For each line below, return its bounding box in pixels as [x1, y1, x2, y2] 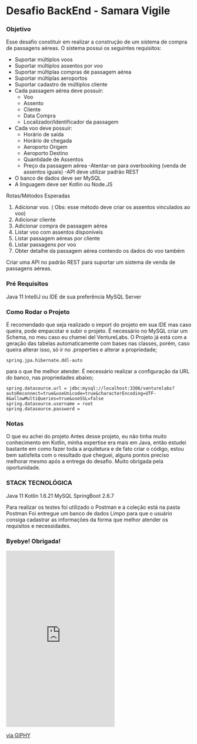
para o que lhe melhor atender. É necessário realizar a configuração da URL [6, 368, 190, 375]
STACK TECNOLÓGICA [6, 479, 72, 487]
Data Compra [23, 112, 56, 119]
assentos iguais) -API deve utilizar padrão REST [23, 169, 139, 176]
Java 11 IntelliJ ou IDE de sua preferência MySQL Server [6, 293, 142, 300]
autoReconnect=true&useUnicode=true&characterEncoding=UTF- [6, 391, 157, 397]
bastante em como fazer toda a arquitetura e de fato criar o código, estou [6, 445, 184, 453]
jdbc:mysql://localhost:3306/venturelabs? [69, 386, 175, 391]
